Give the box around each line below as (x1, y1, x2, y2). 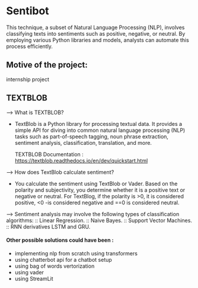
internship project (6, 75, 49, 83)
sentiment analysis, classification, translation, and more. (14, 139, 152, 146)
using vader (14, 268, 44, 276)
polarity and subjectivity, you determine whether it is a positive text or (14, 186, 186, 194)
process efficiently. (6, 43, 53, 50)
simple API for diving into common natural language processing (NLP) (14, 126, 186, 134)
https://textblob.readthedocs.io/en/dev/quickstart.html (14, 157, 148, 164)
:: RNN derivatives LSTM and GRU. (6, 223, 91, 230)
